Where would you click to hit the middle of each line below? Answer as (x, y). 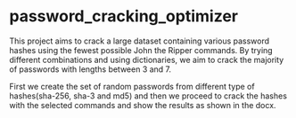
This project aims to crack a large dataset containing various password (140, 41)
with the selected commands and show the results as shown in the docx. (143, 105)
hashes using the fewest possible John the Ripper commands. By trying (141, 50)
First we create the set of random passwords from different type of (132, 86)
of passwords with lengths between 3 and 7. (90, 69)
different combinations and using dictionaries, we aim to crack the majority (147, 59)
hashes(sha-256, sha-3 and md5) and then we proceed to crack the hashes (148, 96)
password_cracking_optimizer (124, 16)
